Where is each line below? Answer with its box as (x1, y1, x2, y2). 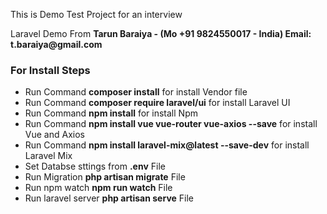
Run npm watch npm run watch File (24, 182, 173, 194)
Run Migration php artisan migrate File (24, 171, 186, 183)
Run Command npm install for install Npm (24, 107, 198, 119)
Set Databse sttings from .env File (24, 160, 166, 173)
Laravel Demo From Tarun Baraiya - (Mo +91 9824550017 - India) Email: (10, 28, 312, 39)
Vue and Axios (24, 129, 85, 141)
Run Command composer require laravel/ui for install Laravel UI (24, 97, 291, 109)
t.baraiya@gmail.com (10, 39, 103, 50)
